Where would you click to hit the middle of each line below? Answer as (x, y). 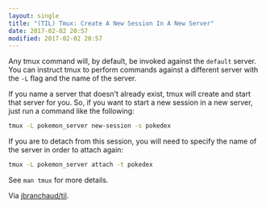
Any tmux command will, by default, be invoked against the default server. (132, 61)
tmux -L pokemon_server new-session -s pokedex (90, 126)
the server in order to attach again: (66, 150)
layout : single (34, 16)
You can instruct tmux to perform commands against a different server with (133, 70)
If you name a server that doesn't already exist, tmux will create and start (130, 94)
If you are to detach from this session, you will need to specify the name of (133, 141)
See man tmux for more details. (58, 180)
